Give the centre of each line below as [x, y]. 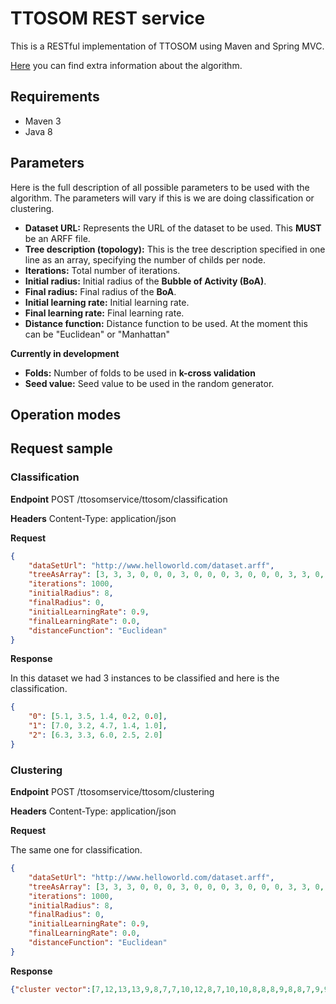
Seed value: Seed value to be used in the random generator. [149, 383]
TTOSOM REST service [108, 18]
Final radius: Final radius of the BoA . [100, 291]
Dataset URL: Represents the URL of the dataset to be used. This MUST [173, 228]
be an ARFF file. [57, 238]
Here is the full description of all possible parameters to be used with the [160, 187]
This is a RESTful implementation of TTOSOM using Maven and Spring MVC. [167, 46]
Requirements [55, 97]
